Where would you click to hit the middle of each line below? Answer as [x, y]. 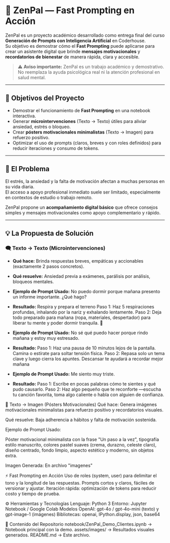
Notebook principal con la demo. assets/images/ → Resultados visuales [80, 530]
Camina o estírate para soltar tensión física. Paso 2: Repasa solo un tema [89, 354]
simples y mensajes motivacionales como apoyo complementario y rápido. [83, 212]
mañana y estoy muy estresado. [46, 338]
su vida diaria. [20, 186]
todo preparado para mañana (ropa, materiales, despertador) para [81, 317]
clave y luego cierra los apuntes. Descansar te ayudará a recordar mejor [88, 359]
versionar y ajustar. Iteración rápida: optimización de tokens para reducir [81, 488]
